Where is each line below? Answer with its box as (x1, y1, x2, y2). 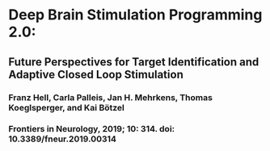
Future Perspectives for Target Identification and (8, 55, 259, 69)
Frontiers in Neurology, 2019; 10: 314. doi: (8, 124, 175, 135)
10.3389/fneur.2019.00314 (8, 133, 117, 145)
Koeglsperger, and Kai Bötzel (8, 102, 125, 113)
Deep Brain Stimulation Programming (8, 6, 263, 24)
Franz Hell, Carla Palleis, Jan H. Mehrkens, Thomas (8, 91, 213, 103)
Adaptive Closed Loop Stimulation (8, 67, 184, 82)
